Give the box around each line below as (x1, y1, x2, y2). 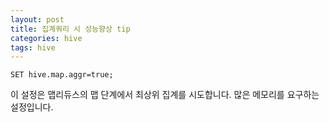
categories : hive (10, 33, 83, 43)
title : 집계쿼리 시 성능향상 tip (10, 24, 131, 34)
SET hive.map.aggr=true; (10, 70, 114, 80)
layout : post (10, 14, 65, 25)
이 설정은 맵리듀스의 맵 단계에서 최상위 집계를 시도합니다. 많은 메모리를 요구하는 (10, 89, 320, 101)
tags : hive (10, 42, 56, 53)
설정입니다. (10, 101, 54, 113)
